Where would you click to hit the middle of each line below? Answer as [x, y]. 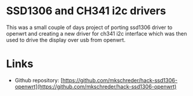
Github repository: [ [39, 80]
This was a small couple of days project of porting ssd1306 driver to [89, 27]
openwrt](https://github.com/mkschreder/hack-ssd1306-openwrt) [96, 87]
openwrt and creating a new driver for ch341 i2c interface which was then [96, 33]
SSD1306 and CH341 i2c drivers [86, 11]
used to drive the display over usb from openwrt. [66, 40]
